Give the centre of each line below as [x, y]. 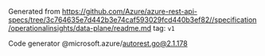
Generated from [35, 11]
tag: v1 [164, 28]
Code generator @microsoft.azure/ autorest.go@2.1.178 [98, 43]
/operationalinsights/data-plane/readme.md [80, 28]
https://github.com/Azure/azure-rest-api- [130, 11]
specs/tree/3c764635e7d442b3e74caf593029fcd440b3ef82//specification [132, 20]
